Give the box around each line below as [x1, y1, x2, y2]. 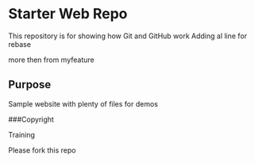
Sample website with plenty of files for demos [8, 99, 159, 108]
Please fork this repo [8, 145, 77, 155]
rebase [8, 39, 32, 49]
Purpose [8, 78, 52, 91]
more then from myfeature [8, 55, 95, 64]
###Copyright [8, 114, 54, 124]
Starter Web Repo [8, 5, 128, 23]
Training [8, 130, 36, 139]
